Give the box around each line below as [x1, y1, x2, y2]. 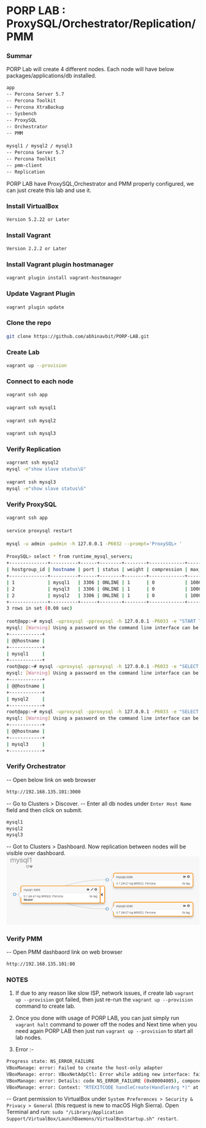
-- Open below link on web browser [6, 776, 96, 783]
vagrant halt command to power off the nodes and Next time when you [15, 1021, 197, 1028]
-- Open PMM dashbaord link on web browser [6, 948, 123, 956]
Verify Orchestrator [6, 762, 66, 770]
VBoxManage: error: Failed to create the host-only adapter [6, 1065, 164, 1071]
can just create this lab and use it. [6, 186, 92, 194]
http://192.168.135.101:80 [6, 961, 75, 967]
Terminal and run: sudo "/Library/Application [6, 1108, 124, 1116]
